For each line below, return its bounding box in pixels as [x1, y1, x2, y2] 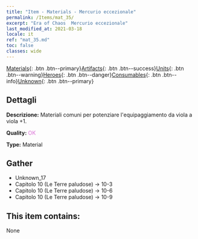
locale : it [6, 31, 34, 37]
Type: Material [6, 141, 43, 148]
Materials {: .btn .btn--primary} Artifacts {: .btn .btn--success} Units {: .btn [6, 65, 184, 72]
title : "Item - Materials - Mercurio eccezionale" [6, 8, 136, 15]
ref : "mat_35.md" [6, 37, 50, 43]
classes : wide [6, 48, 42, 54]
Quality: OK [6, 129, 36, 136]
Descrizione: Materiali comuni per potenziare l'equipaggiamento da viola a [6, 111, 193, 118]
